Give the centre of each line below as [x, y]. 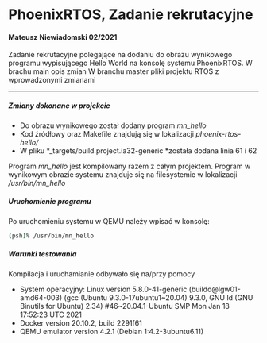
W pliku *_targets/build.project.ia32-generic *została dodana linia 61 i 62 [138, 151]
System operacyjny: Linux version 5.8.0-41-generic [103, 289]
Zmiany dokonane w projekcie [59, 106]
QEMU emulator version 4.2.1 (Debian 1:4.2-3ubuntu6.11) [112, 332]
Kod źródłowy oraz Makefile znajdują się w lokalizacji [107, 134]
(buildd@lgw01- [215, 289]
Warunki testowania [43, 254]
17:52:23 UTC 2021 [50, 314]
